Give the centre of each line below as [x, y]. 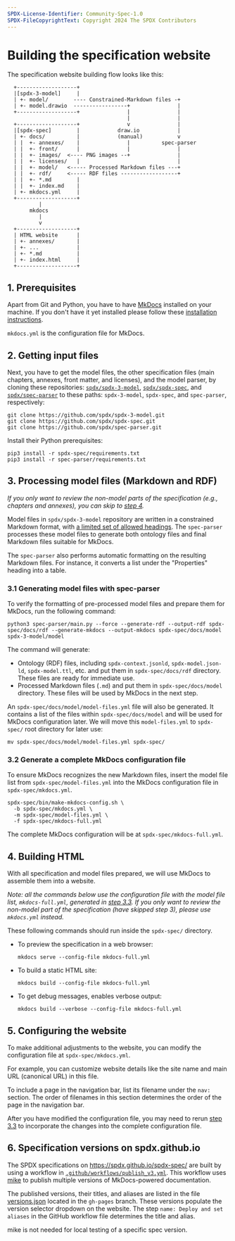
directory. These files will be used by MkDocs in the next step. [108, 693]
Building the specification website [109, 55]
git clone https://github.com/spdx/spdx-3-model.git [86, 415]
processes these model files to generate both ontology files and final [107, 534]
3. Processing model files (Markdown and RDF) [112, 481]
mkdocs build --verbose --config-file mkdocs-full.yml [100, 1009]
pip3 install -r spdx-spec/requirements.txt [74, 454]
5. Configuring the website [67, 1031]
